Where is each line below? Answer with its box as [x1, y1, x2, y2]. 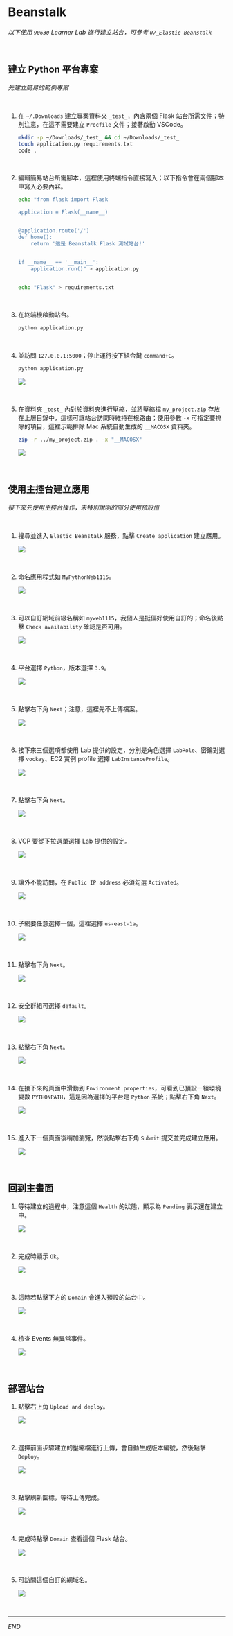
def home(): [17, 234, 53, 241]
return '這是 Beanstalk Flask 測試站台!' [30, 240, 146, 247]
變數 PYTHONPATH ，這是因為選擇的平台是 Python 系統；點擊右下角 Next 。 [17, 1093, 221, 1101]
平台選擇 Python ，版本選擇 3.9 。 [17, 663, 111, 672]
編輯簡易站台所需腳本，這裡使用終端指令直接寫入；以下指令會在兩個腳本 [17, 174, 224, 182]
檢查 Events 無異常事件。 [17, 1334, 89, 1342]
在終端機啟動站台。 [17, 311, 73, 319]
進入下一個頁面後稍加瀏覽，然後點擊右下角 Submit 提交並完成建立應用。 [17, 1133, 222, 1142]
